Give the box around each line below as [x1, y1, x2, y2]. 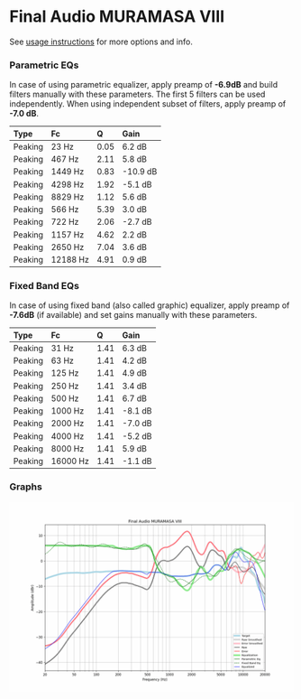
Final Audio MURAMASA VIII [9, 6, 225, 27]
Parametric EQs [9, 59, 79, 71]
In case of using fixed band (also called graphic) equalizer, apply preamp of [9, 300, 290, 311]
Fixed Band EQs [9, 279, 79, 292]
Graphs [9, 480, 42, 493]
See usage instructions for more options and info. [9, 36, 194, 47]
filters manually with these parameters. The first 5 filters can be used [9, 89, 266, 100]
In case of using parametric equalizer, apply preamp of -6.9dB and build [9, 79, 278, 90]
